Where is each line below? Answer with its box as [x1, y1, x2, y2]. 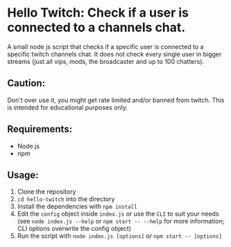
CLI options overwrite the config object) [17, 224, 132, 233]
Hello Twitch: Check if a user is [7, 5, 189, 21]
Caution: [7, 78, 46, 90]
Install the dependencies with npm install [17, 203, 137, 211]
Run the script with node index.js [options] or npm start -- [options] [17, 232, 222, 240]
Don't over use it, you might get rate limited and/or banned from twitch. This [7, 96, 225, 104]
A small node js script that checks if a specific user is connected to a [7, 42, 204, 51]
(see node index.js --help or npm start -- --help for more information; [17, 217, 225, 225]
